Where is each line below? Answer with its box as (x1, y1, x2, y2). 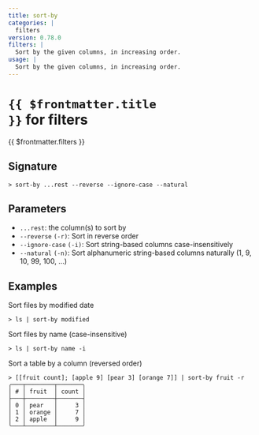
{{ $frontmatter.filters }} (8, 137, 85, 146)
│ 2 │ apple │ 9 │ (8, 415, 87, 423)
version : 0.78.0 (8, 33, 61, 42)
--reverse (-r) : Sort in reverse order (19, 231, 139, 241)
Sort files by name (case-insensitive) (8, 329, 128, 339)
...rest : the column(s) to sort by (19, 223, 127, 233)
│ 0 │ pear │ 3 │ (8, 402, 87, 410)
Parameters (8, 202, 67, 216)
